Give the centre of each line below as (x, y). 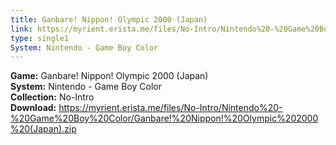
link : (21, 29)
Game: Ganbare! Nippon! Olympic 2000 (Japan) (109, 76)
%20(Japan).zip (43, 129)
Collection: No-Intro (52, 97)
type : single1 (40, 38)
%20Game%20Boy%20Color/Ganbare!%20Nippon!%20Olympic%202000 (164, 118)
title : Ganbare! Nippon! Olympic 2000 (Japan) (109, 19)
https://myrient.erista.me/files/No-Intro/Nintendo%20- (170, 108)
